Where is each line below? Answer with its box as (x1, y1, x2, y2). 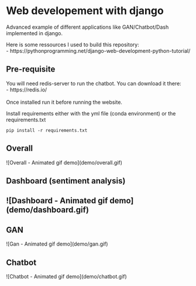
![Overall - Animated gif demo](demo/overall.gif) (6, 159, 123, 166)
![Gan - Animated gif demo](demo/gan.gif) (6, 240, 108, 247)
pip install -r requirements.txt (6, 127, 88, 133)
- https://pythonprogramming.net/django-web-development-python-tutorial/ (6, 47, 191, 54)
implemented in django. (6, 29, 63, 36)
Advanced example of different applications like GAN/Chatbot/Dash (6, 23, 169, 30)
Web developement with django (6, 4, 164, 18)
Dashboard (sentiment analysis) (6, 176, 126, 186)
